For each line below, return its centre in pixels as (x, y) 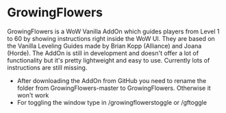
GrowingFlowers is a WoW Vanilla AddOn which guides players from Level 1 (113, 31)
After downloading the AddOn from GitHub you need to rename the (112, 80)
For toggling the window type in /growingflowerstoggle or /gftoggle (112, 102)
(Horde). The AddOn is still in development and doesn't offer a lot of (103, 53)
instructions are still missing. (47, 67)
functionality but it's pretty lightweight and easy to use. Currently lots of (109, 60)
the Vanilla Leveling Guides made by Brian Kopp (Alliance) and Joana (104, 46)
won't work (33, 95)
